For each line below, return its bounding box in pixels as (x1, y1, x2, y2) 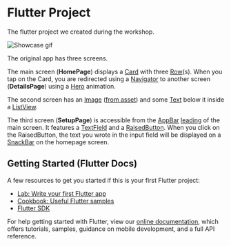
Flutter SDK (17, 204, 50, 212)
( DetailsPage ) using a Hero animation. (7, 82, 116, 90)
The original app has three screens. (7, 54, 108, 63)
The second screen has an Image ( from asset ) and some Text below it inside (7, 95, 225, 104)
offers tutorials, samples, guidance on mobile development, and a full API (7, 225, 215, 233)
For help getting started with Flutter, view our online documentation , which (7, 217, 219, 225)
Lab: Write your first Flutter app (17, 189, 107, 197)
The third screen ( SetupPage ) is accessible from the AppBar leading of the (7, 115, 221, 124)
